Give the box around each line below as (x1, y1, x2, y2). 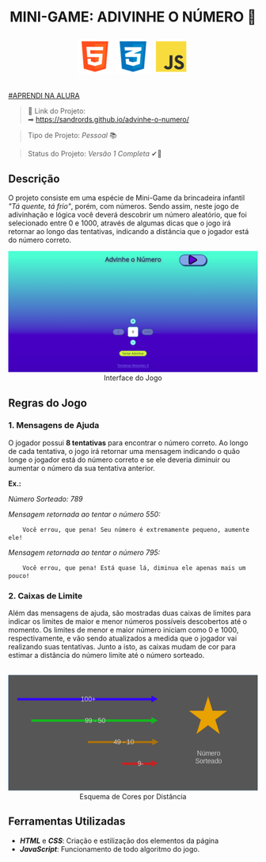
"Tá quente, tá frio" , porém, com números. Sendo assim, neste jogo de (8, 202, 239, 210)
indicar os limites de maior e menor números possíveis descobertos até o (8, 617, 248, 626)
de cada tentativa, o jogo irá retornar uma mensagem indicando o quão (8, 446, 240, 456)
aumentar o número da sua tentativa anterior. (8, 463, 156, 472)
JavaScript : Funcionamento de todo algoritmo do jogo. (19, 844, 200, 853)
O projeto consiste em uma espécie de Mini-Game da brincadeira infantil (8, 193, 245, 202)
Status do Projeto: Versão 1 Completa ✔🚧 (27, 149, 162, 159)
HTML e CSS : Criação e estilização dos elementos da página (19, 836, 219, 845)
